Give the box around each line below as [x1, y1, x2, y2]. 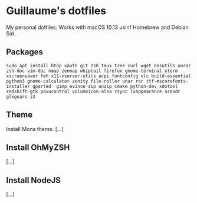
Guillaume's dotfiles [6, 4, 107, 18]
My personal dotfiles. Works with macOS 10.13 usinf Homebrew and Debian [6, 24, 189, 31]
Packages [6, 47, 43, 57]
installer [6, 83, 31, 89]
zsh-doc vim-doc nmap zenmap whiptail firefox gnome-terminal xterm [6, 68, 178, 74]
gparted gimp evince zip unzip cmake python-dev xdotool [32, 83, 178, 89]
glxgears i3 [6, 93, 35, 100]
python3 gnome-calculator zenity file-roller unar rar [6, 78, 144, 84]
